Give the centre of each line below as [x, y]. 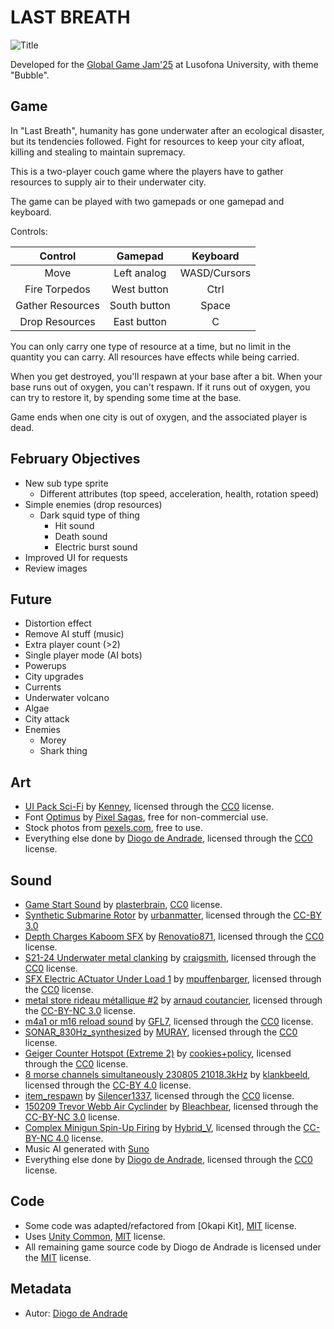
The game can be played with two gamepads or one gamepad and [147, 201]
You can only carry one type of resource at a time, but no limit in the [151, 346]
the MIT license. [58, 1257]
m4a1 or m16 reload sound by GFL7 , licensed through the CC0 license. [169, 1021]
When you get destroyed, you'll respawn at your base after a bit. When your [166, 376]
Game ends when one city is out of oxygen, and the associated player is [159, 417]
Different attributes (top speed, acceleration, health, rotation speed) [179, 493]
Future [31, 599]
